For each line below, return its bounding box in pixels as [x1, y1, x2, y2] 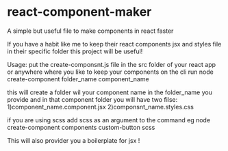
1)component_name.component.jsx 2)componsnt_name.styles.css [7, 102, 194, 111]
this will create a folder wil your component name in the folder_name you [7, 88, 212, 96]
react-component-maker [7, 4, 152, 20]
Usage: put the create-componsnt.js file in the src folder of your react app [7, 60, 216, 68]
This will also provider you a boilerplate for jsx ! [7, 136, 140, 144]
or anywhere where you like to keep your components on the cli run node [7, 68, 214, 76]
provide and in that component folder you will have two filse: [7, 95, 178, 103]
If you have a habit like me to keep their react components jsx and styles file [7, 40, 222, 48]
